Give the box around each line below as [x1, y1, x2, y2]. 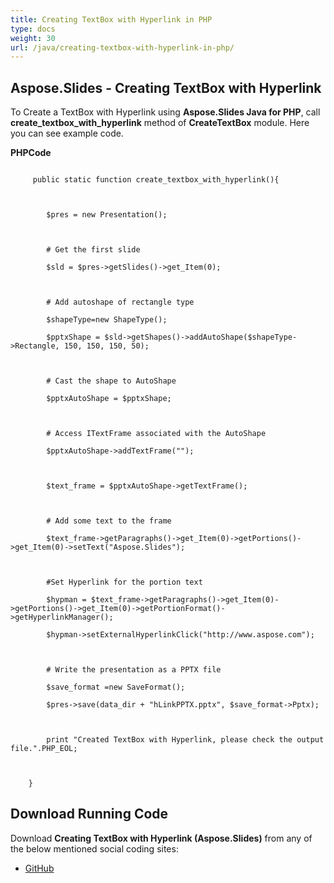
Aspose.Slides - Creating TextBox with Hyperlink [10, 79, 322, 96]
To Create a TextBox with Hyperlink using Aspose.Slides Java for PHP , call [10, 106, 321, 118]
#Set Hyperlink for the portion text [46, 577, 203, 588]
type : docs [10, 24, 56, 34]
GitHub [24, 862, 55, 874]
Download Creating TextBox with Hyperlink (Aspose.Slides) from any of [10, 832, 313, 844]
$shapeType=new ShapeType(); [46, 315, 168, 325]
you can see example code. [10, 127, 124, 140]
